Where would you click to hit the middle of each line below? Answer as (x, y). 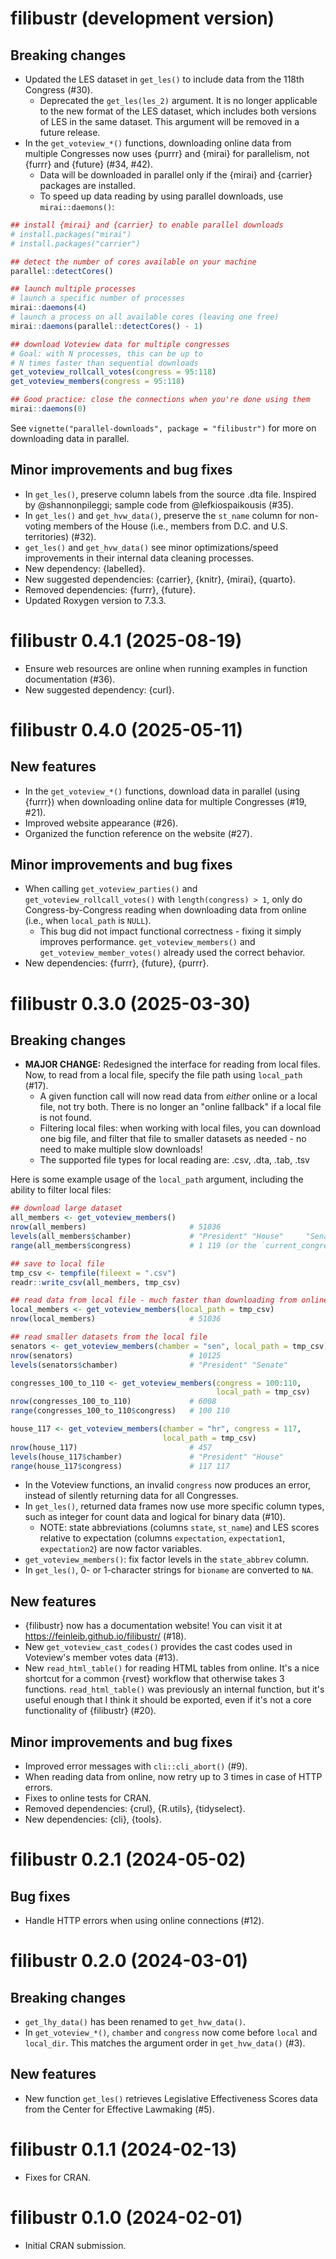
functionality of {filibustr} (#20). (90, 1711)
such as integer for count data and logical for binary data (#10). (155, 1517)
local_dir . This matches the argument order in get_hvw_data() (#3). (165, 2043)
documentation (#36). (70, 679)
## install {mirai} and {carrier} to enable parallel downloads (147, 225)
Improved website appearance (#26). (101, 823)
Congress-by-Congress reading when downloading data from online (165, 910)
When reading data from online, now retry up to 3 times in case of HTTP (173, 1777)
